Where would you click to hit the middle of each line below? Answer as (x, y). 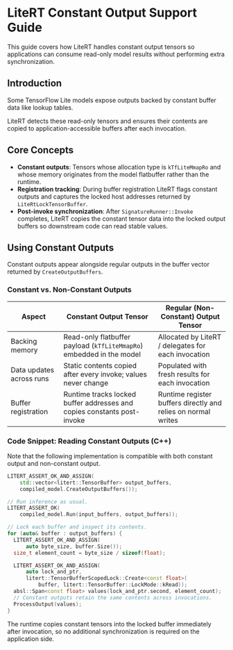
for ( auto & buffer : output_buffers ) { (65, 534)
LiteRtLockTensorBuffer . (52, 203)
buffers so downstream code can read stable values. (93, 226)
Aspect (34, 316)
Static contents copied (100, 365)
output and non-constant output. (54, 463)
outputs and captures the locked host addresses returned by (104, 197)
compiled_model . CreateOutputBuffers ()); (79, 489)
